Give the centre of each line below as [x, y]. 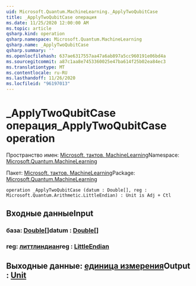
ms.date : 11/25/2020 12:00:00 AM [48, 23]
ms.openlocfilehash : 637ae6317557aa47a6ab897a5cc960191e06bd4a [86, 56]
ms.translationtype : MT [36, 67]
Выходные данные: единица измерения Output [98, 266]
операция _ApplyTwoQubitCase [87, 126]
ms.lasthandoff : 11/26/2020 [41, 78]
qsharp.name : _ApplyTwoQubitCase [48, 45]
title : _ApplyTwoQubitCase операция [51, 17]
